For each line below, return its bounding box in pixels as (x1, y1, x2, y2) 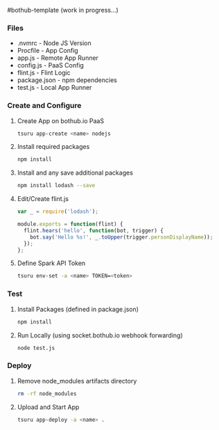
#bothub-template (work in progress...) (7, 6, 119, 14)
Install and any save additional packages (17, 168, 134, 177)
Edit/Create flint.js (17, 195, 69, 203)
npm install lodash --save (17, 182, 96, 189)
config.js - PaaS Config (17, 61, 85, 70)
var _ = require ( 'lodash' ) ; (17, 208, 99, 215)
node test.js (17, 344, 55, 351)
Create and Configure (7, 101, 82, 111)
